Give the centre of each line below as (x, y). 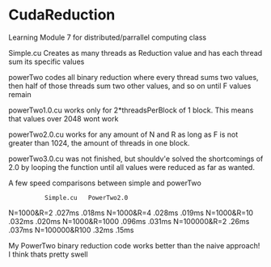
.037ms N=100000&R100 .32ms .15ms (71, 230)
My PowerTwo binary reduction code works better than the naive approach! (134, 245)
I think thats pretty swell (48, 254)
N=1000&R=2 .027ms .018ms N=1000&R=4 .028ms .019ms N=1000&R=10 (131, 213)
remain (20, 94)
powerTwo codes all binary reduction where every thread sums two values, (133, 77)
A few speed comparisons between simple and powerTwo (105, 183)
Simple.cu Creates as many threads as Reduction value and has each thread (135, 53)
